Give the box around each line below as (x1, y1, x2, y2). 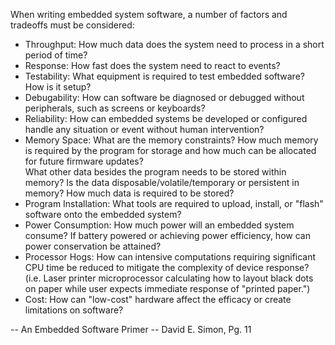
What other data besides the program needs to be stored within (24, 166, 287, 178)
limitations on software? (24, 304, 124, 316)
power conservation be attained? (24, 240, 162, 252)
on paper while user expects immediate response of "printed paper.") (24, 283, 311, 294)
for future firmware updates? (24, 155, 144, 167)
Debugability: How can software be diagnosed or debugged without (24, 92, 305, 103)
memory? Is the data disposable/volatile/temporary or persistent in (24, 177, 300, 188)
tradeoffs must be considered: (10, 19, 135, 31)
